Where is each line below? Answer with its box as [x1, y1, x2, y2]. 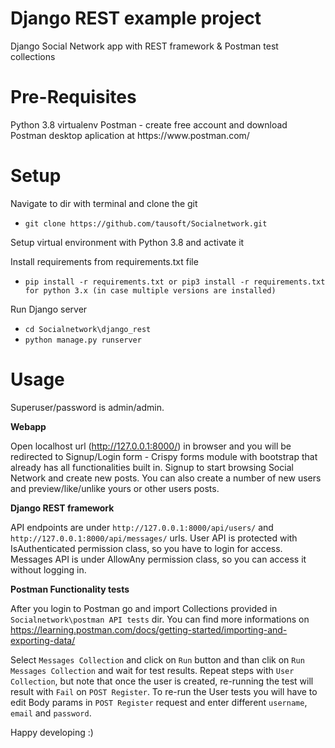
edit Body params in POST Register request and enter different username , [10, 696, 308, 708]
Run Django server [10, 303, 88, 315]
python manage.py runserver [24, 335, 142, 345]
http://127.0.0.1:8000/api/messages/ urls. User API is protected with [10, 532, 298, 544]
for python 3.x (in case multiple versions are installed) [24, 285, 277, 296]
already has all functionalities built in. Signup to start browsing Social [10, 461, 294, 473]
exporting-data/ [10, 634, 76, 646]
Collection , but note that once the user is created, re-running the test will [10, 675, 314, 687]
